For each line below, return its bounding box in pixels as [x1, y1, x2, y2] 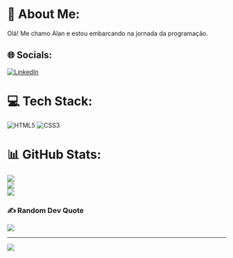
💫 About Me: [7, 6, 80, 22]
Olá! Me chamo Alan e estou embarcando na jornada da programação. [7, 29, 208, 37]
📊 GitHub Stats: [7, 146, 102, 162]
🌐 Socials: [7, 49, 53, 61]
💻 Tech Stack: [7, 93, 93, 109]
